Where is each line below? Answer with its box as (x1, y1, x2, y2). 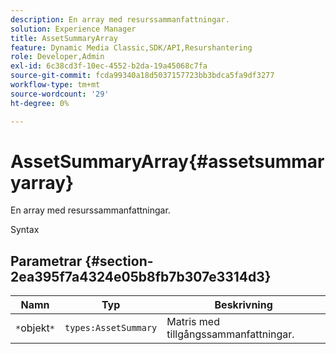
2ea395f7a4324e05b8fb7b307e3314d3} (10, 268, 272, 285)
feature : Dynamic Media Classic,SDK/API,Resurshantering (10, 42, 253, 53)
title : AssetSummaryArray (10, 33, 118, 43)
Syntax (10, 224, 40, 236)
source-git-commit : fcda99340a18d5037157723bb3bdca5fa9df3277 (10, 71, 275, 81)
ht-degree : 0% (10, 98, 70, 108)
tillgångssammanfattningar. (166, 327, 295, 341)
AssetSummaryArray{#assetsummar (10, 150, 325, 173)
